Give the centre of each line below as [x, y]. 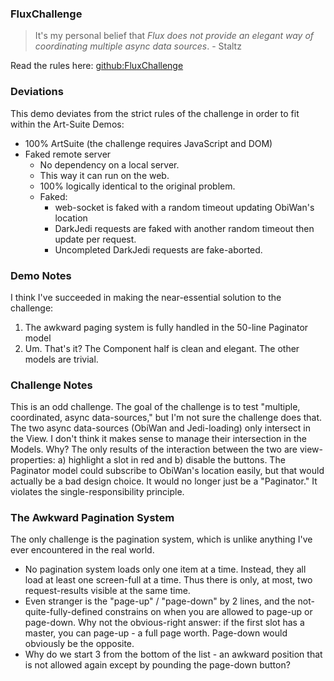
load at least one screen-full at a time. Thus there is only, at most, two [168, 580]
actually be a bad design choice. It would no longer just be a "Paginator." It [164, 481]
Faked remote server [68, 154]
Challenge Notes [51, 385]
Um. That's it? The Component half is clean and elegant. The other [162, 348]
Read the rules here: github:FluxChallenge [97, 66]
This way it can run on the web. [104, 175]
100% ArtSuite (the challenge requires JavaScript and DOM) [148, 143]
